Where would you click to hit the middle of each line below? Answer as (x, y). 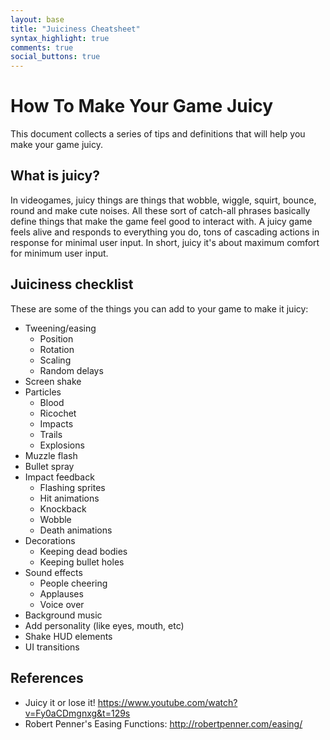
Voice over (62, 604)
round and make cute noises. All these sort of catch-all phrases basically (160, 210)
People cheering (73, 583)
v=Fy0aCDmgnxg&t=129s (77, 713)
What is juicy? (55, 176)
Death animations (76, 530)
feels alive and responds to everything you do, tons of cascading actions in (165, 232)
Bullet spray (49, 466)
